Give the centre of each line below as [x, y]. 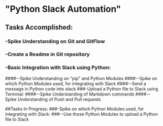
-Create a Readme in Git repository [48, 54]
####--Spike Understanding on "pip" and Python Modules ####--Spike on [81, 78]
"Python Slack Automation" [63, 9]
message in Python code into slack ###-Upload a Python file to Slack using [82, 89]
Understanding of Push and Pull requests [59, 99]
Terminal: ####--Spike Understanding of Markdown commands [70, 94]
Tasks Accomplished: [39, 27]
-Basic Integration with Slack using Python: [58, 67]
